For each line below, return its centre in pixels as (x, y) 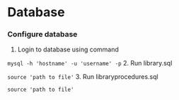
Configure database (42, 35)
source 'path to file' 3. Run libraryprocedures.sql (83, 77)
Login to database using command (68, 49)
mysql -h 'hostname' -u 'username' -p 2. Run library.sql (90, 63)
